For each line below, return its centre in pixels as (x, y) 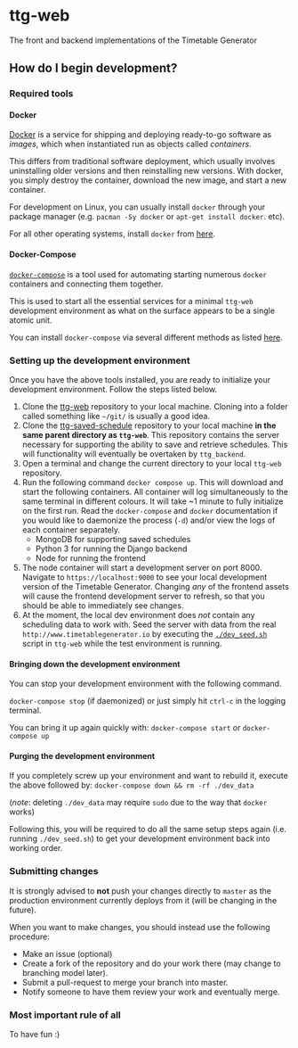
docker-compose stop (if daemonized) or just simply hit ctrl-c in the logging (148, 701)
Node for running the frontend (91, 557)
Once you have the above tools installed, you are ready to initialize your (140, 379)
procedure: (30, 937)
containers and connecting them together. (86, 284)
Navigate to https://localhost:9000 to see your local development (145, 577)
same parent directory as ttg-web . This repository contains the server (151, 434)
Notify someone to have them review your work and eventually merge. (151, 992)
